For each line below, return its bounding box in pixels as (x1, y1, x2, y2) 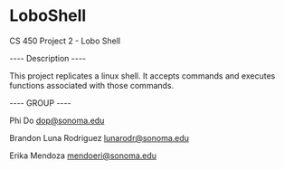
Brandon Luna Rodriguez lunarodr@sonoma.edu (9, 132, 190, 143)
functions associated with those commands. (9, 80, 175, 90)
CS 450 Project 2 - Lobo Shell (9, 35, 120, 46)
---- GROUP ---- (9, 97, 71, 109)
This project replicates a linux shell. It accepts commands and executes (9, 70, 276, 81)
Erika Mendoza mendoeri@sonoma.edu (9, 150, 156, 161)
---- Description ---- (9, 52, 87, 63)
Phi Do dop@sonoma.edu (9, 115, 105, 126)
